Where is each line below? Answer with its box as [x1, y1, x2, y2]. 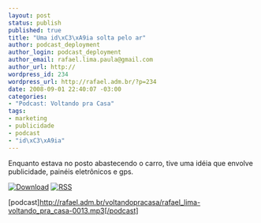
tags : [8, 108, 26, 115]
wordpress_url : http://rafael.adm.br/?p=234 [8, 77, 157, 85]
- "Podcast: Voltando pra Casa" [8, 100, 114, 108]
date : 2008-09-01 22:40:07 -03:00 [8, 85, 122, 93]
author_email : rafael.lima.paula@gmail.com [8, 56, 154, 64]
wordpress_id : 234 [8, 70, 69, 78]
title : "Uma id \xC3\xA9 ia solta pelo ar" [8, 33, 147, 42]
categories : [8, 93, 47, 100]
